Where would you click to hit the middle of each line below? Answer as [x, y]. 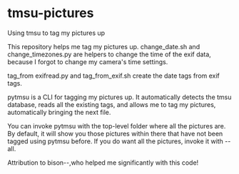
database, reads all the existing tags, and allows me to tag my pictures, [112, 104]
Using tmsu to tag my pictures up [56, 33]
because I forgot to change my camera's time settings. [88, 61]
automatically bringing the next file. [59, 112]
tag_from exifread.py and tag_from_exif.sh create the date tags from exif [113, 76]
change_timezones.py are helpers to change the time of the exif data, [110, 54]
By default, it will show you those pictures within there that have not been [115, 133]
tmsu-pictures [51, 13]
